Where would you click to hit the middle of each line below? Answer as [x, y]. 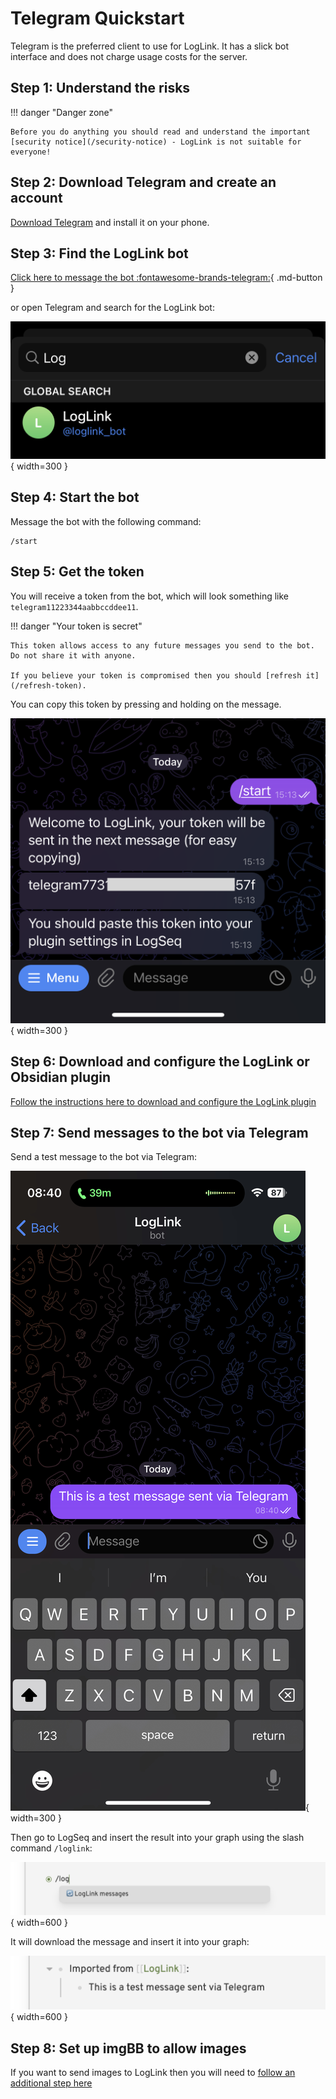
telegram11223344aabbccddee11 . [74, 606]
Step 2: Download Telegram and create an [143, 182]
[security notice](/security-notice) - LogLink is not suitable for [156, 142]
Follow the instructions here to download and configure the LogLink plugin [163, 1101]
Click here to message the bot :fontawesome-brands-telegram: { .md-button [166, 278]
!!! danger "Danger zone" [62, 112]
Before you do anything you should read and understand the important [160, 132]
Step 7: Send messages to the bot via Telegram [159, 1132]
